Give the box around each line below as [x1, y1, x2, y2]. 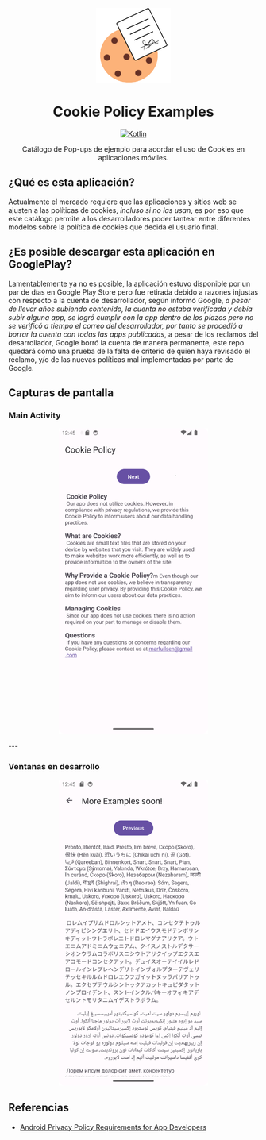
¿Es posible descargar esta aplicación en [8, 245, 215, 259]
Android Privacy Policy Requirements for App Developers [19, 1122, 207, 1131]
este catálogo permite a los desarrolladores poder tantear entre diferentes [8, 214, 251, 223]
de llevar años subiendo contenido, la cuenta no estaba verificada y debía [8, 304, 253, 314]
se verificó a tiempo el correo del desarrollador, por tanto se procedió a [8, 321, 244, 330]
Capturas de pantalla [8, 386, 114, 399]
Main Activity [8, 410, 61, 421]
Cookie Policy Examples [52, 103, 214, 121]
